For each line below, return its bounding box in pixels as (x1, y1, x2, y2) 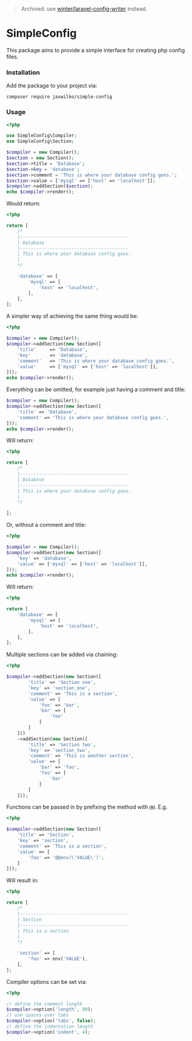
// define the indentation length (6, 1023, 94, 1030)
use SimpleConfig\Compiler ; (6, 133, 78, 139)
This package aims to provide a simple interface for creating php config (6, 46, 185, 54)
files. (6, 53, 19, 60)
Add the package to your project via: (6, 82, 98, 89)
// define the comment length (6, 1001, 83, 1007)
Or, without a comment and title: (6, 521, 87, 529)
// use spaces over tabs (6, 1012, 69, 1018)
